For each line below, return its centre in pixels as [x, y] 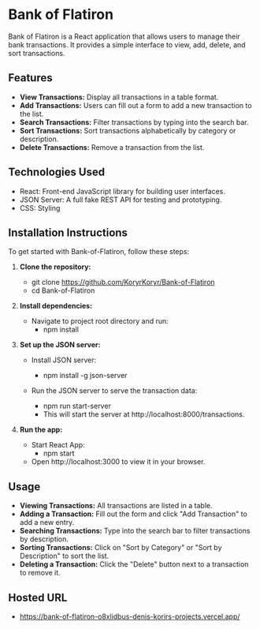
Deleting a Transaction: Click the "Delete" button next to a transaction [134, 564]
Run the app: [41, 430]
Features [30, 78]
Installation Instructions [68, 232]
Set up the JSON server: [60, 345]
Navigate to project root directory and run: [100, 321]
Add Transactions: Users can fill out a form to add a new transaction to [136, 105]
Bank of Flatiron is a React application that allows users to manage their [124, 36]
